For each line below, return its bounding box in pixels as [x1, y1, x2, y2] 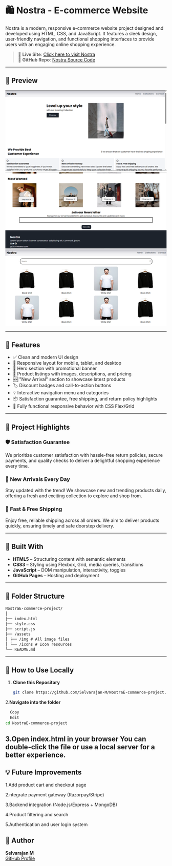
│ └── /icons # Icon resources [5, 642, 72, 647]
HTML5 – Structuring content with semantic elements [12, 556, 126, 562]
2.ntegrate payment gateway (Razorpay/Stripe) [5, 791, 104, 797]
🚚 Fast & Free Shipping [5, 505, 62, 513]
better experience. [5, 751, 66, 759]
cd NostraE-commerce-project [5, 721, 68, 726]
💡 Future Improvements [5, 768, 82, 777]
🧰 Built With [5, 542, 44, 551]
